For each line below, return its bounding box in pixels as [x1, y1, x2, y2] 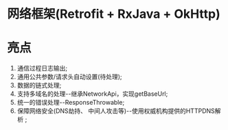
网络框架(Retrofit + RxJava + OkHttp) [7, 6, 221, 22]
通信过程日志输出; [16, 64, 68, 73]
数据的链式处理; [16, 81, 62, 90]
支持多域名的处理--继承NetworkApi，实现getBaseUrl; [16, 90, 168, 98]
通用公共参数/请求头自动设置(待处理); [16, 73, 122, 81]
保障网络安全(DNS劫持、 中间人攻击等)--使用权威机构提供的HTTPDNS [16, 107, 215, 115]
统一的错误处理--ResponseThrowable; [16, 99, 125, 107]
